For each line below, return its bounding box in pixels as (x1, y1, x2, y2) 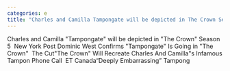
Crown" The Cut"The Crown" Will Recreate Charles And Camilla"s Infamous (7, 49, 222, 57)
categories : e (7, 9, 48, 17)
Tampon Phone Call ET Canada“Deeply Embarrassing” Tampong (7, 56, 190, 64)
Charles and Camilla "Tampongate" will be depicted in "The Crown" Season (7, 34, 220, 43)
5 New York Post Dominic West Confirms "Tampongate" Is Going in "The (7, 42, 214, 50)
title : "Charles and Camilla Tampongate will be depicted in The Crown (7, 16, 216, 23)
